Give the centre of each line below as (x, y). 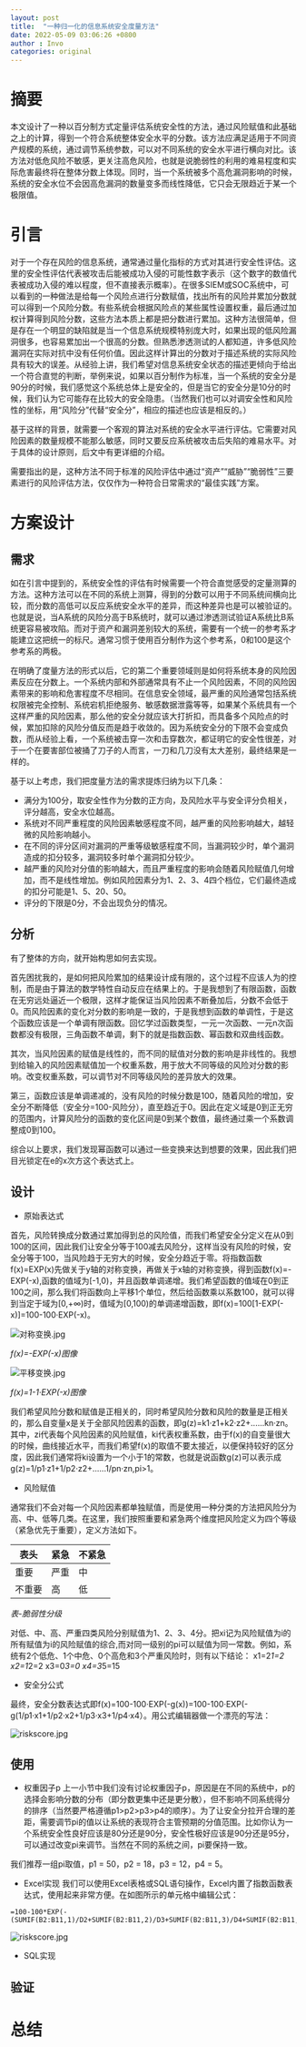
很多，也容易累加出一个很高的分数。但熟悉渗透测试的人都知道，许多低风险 (157, 341)
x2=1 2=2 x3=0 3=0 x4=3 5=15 (65, 1665)
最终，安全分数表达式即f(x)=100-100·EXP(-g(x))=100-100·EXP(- (129, 1704)
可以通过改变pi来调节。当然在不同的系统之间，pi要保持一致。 (138, 1845)
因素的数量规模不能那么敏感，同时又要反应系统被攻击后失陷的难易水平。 (153, 441)
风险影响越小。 (68, 835)
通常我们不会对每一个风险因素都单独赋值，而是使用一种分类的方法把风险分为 (153, 1507)
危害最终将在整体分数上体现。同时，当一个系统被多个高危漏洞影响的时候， (157, 172)
